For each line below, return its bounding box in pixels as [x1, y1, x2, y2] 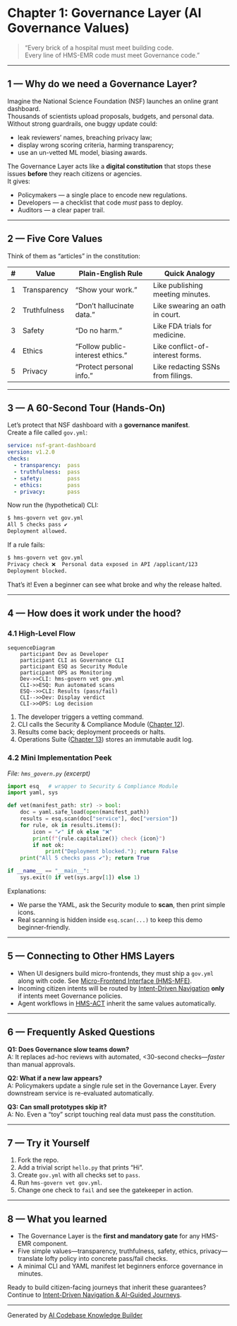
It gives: [7, 177, 30, 185]
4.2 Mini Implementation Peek [7, 753, 112, 763]
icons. [17, 908, 36, 916]
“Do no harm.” [75, 325, 122, 335]
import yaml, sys [7, 789, 59, 797]
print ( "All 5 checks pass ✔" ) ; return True [20, 855, 150, 862]
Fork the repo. [17, 1155, 59, 1165]
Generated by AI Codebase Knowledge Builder [7, 1311, 143, 1320]
